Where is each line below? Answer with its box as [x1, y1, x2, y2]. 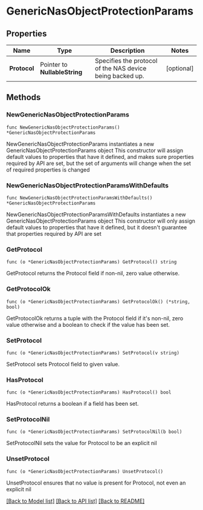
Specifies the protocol [94, 56, 158, 65]
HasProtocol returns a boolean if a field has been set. [6, 400, 139, 408]
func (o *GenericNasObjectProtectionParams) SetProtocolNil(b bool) [6, 429, 182, 435]
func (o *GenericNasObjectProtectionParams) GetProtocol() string [6, 259, 177, 265]
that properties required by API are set [6, 230, 101, 237]
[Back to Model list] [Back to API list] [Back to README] [6, 497, 145, 505]
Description [110, 47, 145, 55]
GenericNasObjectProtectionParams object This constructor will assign [6, 147, 183, 154]
